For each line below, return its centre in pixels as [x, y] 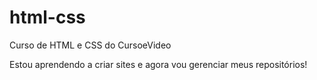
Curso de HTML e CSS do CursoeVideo [90, 45]
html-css [47, 17]
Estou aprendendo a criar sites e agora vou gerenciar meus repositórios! [158, 64]
